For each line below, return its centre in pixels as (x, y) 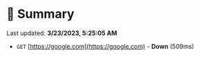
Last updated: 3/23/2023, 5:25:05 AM (62, 33)
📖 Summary (40, 14)
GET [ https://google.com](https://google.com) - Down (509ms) (105, 46)
